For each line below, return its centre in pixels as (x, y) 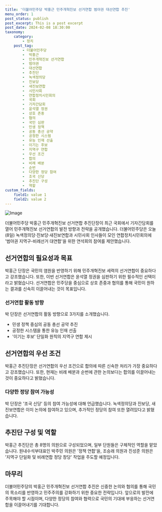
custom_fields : (20, 190)
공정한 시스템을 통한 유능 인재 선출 (44, 330)
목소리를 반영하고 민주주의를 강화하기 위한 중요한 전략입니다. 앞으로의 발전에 (82, 493)
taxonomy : (15, 32)
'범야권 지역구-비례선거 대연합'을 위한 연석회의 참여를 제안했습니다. (68, 241)
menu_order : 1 (19, 14)
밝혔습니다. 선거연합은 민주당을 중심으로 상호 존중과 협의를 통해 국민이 (80, 283)
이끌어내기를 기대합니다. (37, 505)
